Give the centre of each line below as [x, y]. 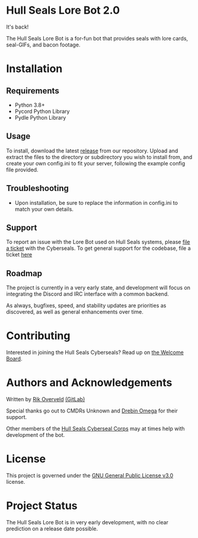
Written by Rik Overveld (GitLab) [46, 399]
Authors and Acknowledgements [89, 383]
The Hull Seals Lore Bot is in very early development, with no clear [87, 522]
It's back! [17, 27]
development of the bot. [36, 435]
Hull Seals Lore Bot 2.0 [63, 10]
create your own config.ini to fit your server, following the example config [96, 163]
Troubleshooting [38, 188]
